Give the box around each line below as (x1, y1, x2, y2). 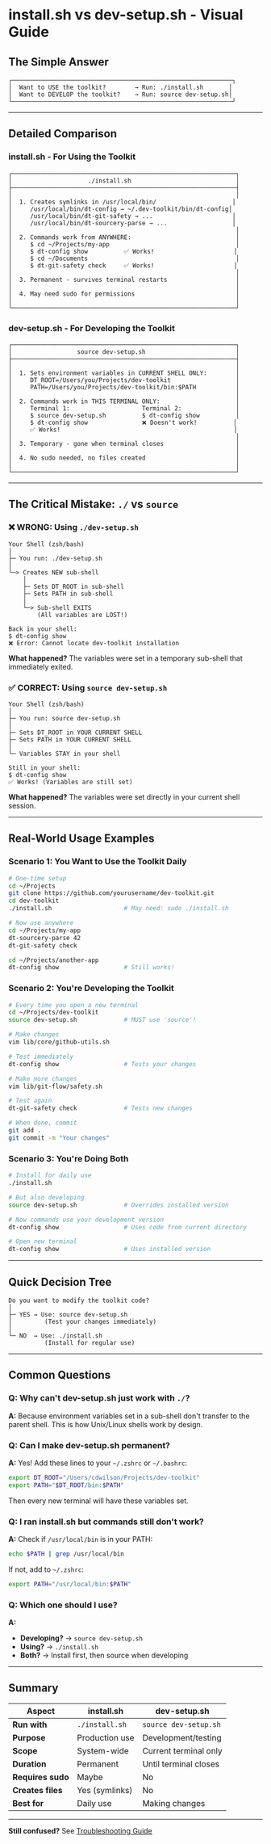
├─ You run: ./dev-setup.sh (8, 554, 103, 562)
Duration (12, 1758, 47, 1770)
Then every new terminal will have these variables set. (8, 1496, 190, 1506)
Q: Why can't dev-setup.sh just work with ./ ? (8, 1392, 190, 1404)
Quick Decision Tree (8, 1275, 112, 1289)
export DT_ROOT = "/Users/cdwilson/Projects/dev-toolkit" (8, 1473, 200, 1481)
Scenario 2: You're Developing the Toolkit (8, 983, 175, 994)
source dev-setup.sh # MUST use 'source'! (8, 1016, 197, 1024)
